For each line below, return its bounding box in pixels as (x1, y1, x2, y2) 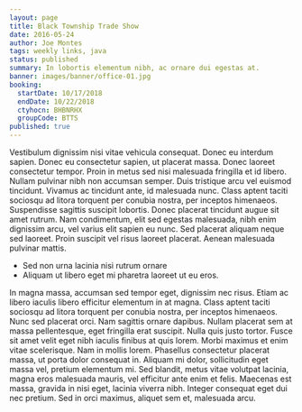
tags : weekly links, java (9, 47, 106, 56)
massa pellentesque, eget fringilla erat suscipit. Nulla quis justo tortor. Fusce (9, 325, 293, 336)
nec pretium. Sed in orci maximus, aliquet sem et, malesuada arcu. (9, 393, 257, 403)
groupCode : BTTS (17, 114, 78, 123)
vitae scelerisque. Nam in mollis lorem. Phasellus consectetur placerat (9, 344, 270, 355)
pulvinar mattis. (9, 243, 68, 253)
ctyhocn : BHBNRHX (17, 105, 83, 114)
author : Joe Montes (9, 38, 83, 48)
